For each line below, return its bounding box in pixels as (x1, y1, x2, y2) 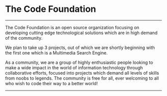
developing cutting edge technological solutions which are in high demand (5, 30, 158, 36)
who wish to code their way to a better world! (5, 80, 98, 86)
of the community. (5, 35, 43, 41)
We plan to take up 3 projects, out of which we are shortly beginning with (5, 45, 155, 50)
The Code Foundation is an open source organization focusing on (5, 24, 140, 30)
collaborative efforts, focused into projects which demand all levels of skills (5, 70, 159, 76)
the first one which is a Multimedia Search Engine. (5, 49, 108, 55)
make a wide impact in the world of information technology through (5, 64, 143, 70)
